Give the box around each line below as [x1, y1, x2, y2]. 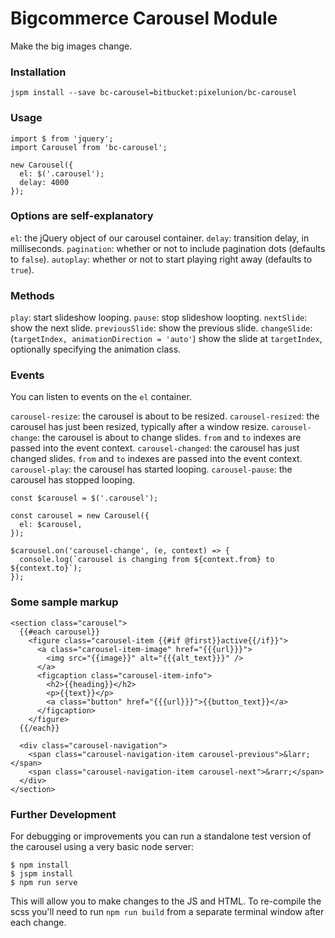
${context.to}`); [10, 563, 83, 574]
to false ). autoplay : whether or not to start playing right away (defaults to [10, 253, 313, 265]
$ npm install [10, 860, 70, 871]
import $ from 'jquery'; [10, 133, 114, 144]
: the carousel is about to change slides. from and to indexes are [36, 432, 302, 444]
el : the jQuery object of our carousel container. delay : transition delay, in [10, 232, 310, 244]
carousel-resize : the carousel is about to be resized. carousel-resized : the [10, 410, 320, 422]
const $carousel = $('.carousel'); [10, 493, 159, 504]
